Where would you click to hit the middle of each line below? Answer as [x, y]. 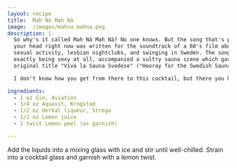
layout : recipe [29, 14]
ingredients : [26, 91]
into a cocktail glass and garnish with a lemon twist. [82, 157]
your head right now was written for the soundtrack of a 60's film [116, 46]
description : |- [31, 33]
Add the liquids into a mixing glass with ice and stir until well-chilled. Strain [115, 149]
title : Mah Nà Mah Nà [40, 20]
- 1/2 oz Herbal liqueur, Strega [63, 111]
